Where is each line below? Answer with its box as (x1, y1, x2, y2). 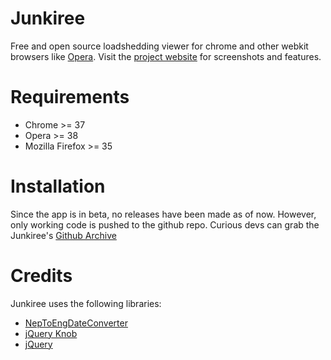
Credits (10, 265, 73, 287)
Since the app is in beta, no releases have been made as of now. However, (10, 208, 317, 220)
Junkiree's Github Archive (10, 229, 117, 241)
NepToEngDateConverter (24, 317, 128, 329)
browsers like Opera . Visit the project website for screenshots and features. (10, 50, 322, 62)
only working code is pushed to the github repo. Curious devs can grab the (10, 218, 320, 231)
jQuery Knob (24, 327, 78, 339)
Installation (10, 175, 106, 198)
